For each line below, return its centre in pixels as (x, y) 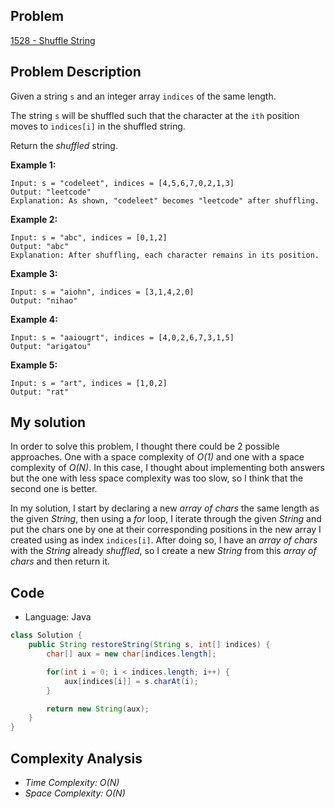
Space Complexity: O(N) (75, 793)
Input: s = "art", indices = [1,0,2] (89, 383)
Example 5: (34, 365)
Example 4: (34, 319)
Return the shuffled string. (64, 145)
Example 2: (34, 219)
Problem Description (76, 72)
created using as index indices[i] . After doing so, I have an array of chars (164, 540)
